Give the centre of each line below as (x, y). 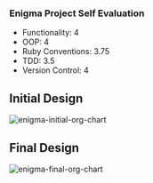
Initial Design (46, 98)
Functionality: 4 (51, 33)
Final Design (44, 148)
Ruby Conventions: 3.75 (66, 52)
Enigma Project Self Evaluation (77, 13)
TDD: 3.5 (38, 61)
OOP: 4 (36, 42)
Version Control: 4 (55, 70)
